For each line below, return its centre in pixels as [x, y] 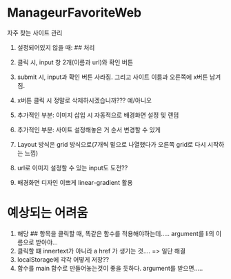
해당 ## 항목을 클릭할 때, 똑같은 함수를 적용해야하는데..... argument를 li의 [116, 233]
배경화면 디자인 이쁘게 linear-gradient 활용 [75, 182]
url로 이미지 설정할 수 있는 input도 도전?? [72, 168]
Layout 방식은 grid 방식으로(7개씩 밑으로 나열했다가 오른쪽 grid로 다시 [111, 144]
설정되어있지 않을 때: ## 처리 [56, 47]
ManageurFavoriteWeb [74, 13]
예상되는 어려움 [48, 213]
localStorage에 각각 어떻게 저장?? [63, 259]
